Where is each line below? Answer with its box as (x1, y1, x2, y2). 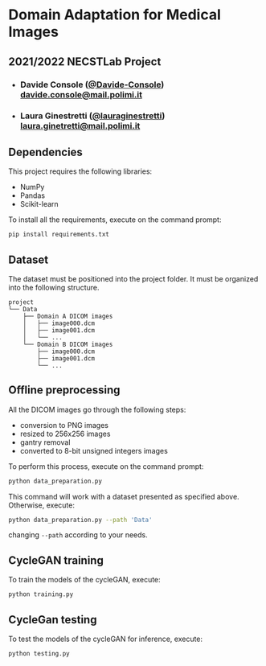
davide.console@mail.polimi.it (19, 88, 143, 100)
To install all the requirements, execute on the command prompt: (8, 215, 222, 224)
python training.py (8, 590, 74, 598)
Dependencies (8, 145, 83, 158)
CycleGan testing (8, 613, 97, 627)
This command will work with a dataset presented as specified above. (8, 491, 239, 501)
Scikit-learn (19, 199, 59, 209)
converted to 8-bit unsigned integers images (19, 446, 169, 455)
